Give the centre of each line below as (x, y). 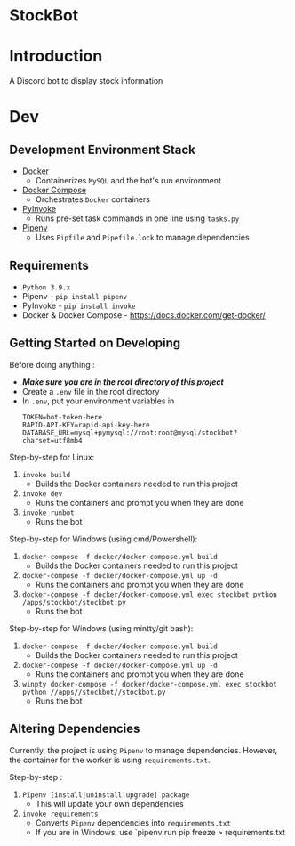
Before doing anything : (52, 364)
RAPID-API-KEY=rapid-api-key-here (86, 425)
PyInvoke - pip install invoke (79, 305)
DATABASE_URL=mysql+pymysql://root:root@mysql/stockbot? (130, 433)
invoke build (46, 475)
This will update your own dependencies (109, 803)
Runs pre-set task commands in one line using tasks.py (137, 218)
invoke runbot (48, 513)
